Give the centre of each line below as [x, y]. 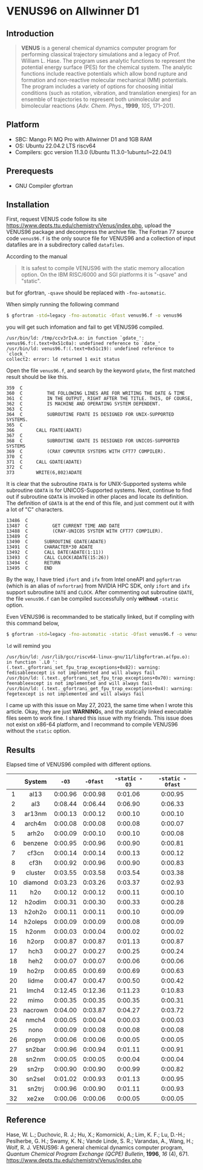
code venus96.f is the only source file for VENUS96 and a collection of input [101, 238]
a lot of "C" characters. [35, 509]
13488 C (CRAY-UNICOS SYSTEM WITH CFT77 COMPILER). [85, 531]
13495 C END [29, 568]
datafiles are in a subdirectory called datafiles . [66, 245]
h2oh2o [36, 912]
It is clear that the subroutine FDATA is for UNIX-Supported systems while [96, 484]
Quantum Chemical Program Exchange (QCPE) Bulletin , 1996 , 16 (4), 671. [98, 1154]
